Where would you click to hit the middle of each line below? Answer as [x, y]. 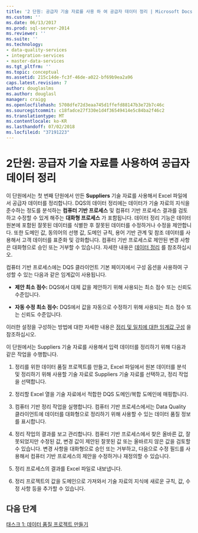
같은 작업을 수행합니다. [32, 354]
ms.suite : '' [22, 39]
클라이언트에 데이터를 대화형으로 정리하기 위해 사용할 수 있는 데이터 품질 [97, 414]
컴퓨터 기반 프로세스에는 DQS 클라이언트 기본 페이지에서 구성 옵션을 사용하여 [94, 267]
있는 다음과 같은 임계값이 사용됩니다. [65, 274]
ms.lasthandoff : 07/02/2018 [41, 127]
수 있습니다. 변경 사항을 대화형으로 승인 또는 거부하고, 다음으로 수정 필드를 [99, 449]
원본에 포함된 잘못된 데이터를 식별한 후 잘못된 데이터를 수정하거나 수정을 [89, 225]
